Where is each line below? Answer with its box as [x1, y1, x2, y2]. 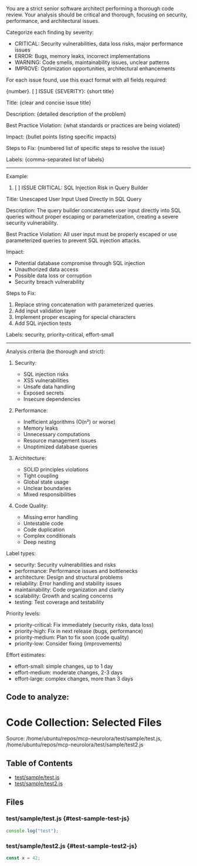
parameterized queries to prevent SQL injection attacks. [6, 237, 141, 244]
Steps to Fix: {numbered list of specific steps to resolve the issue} [6, 145, 165, 151]
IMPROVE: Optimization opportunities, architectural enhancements [14, 65, 175, 72]
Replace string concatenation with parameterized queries [14, 301, 154, 308]
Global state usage [23, 478, 69, 485]
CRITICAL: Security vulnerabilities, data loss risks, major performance [14, 40, 184, 47]
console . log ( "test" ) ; [6, 828, 59, 834]
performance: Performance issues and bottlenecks [14, 568, 138, 574]
